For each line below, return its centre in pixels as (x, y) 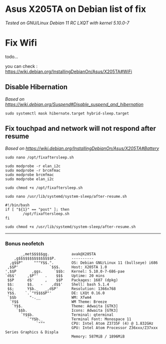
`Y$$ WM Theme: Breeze (58, 302)
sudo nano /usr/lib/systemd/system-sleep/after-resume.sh (66, 196)
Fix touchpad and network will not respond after (81, 129)
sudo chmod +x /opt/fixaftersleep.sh (44, 188)
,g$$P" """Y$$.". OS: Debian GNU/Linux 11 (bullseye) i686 (84, 263)
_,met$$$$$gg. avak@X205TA (58, 254)
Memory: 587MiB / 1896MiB (98, 336)
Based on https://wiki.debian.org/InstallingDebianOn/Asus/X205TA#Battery (82, 148)
